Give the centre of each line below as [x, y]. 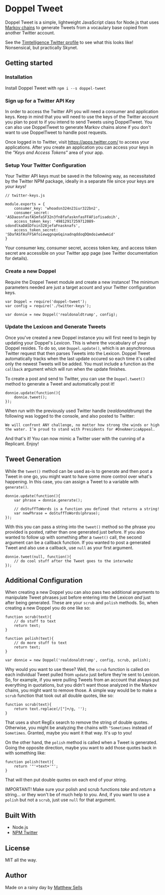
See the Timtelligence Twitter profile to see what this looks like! [69, 42]
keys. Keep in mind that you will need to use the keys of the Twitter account [82, 117]
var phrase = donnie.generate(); [48, 500]
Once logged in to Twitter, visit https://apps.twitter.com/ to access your [77, 142]
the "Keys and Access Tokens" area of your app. [55, 152]
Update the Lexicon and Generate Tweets [56, 327]
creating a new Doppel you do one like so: [48, 608]
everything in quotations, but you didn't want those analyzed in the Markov [81, 685]
